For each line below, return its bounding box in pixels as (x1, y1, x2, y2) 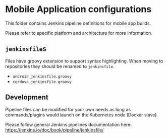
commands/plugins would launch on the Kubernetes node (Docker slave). (5, 112, 158, 118)
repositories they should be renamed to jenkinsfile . (5, 63, 115, 69)
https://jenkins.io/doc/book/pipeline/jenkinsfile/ (5, 127, 104, 133)
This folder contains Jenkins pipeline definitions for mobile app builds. (5, 20, 151, 26)
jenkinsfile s (5, 44, 46, 53)
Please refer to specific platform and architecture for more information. (5, 30, 153, 36)
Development (5, 93, 49, 102)
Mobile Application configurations (5, 4, 152, 15)
